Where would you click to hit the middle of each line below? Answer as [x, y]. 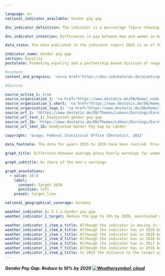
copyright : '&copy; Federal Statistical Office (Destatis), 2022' [74, 136]
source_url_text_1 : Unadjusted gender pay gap [54, 117]
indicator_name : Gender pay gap [38, 54]
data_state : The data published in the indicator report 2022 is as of [80, 45]
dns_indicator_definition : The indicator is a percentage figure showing [82, 28]
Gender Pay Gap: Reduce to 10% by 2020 [48, 268]
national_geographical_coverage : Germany [48, 203]
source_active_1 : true [28, 94]
